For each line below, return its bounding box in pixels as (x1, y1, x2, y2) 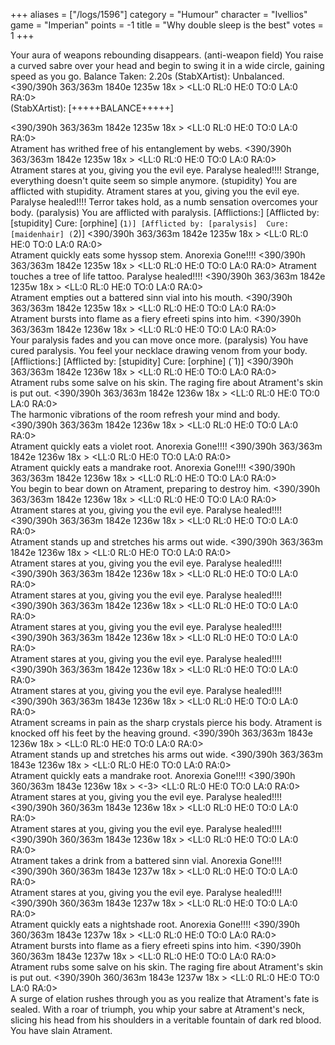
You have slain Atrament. (10, 1025, 113, 1036)
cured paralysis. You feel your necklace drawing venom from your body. (10, 345, 308, 356)
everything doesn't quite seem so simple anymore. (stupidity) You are (10, 175, 298, 186)
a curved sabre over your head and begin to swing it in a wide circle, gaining (10, 60, 325, 71)
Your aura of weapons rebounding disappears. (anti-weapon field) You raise (10, 49, 324, 61)
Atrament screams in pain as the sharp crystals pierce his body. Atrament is (10, 717, 323, 728)
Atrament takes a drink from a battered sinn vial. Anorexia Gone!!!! (10, 855, 282, 866)
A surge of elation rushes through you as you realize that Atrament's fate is (10, 993, 320, 1004)
